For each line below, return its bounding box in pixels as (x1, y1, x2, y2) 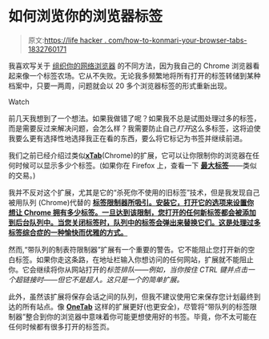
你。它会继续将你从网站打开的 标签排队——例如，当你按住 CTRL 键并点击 (8, 264, 248, 274)
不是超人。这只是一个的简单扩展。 (71, 274, 184, 285)
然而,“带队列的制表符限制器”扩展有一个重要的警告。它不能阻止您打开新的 (8, 244, 248, 254)
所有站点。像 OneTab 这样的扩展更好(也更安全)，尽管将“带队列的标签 (22, 301, 251, 311)
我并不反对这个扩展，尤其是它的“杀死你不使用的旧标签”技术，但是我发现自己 (8, 188, 260, 197)
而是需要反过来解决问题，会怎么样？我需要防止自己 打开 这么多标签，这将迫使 (8, 123, 261, 133)
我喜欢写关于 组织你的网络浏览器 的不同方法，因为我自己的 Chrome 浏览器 (8, 61, 254, 71)
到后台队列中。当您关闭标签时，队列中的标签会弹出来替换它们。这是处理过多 (8, 217, 261, 227)
